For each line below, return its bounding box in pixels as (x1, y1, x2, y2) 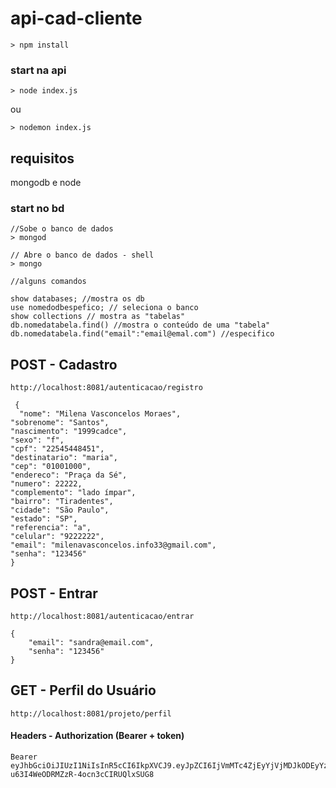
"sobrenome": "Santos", (10, 418, 110, 428)
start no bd (10, 201, 65, 215)
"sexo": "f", (10, 435, 65, 446)
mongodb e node (10, 177, 82, 189)
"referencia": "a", (10, 523, 92, 533)
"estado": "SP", (10, 514, 78, 524)
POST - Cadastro (10, 356, 118, 373)
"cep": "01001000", (10, 462, 92, 472)
